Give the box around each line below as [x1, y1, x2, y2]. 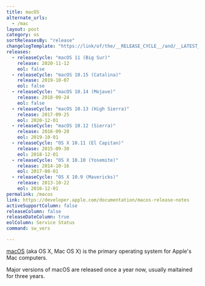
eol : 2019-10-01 [17, 134, 59, 141]
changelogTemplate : [6, 43, 56, 50]
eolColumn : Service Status [6, 220, 75, 226]
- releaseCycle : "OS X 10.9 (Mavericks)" [12, 174, 119, 181]
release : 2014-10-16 [17, 163, 70, 169]
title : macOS [6, 9, 40, 15]
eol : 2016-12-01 [17, 186, 59, 192]
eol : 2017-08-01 [17, 168, 59, 175]
